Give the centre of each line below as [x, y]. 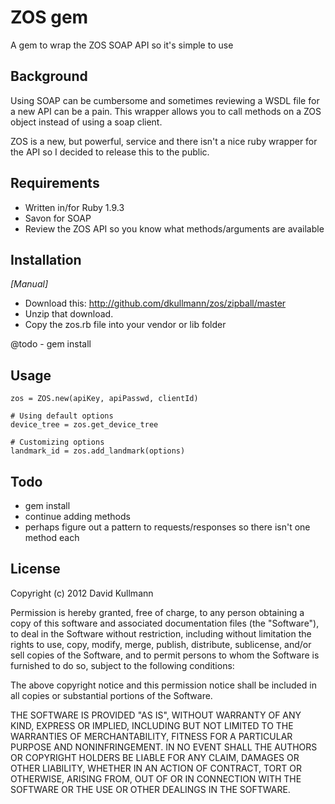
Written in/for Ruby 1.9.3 [74, 207]
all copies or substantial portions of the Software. [111, 695]
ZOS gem [49, 17]
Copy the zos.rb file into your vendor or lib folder [125, 325]
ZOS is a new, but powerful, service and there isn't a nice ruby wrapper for [164, 141]
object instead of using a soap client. [86, 122]
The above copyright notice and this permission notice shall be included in [163, 685]
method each [52, 537]
